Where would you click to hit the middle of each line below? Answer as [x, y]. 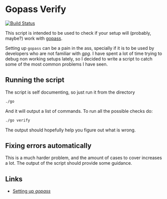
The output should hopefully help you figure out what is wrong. [70, 130]
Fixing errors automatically [48, 145]
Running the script [35, 80]
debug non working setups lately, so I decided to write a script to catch [79, 58]
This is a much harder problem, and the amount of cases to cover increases [84, 158]
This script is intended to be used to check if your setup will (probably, [78, 33]
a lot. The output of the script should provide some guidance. [69, 163]
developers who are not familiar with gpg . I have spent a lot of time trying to [84, 53]
